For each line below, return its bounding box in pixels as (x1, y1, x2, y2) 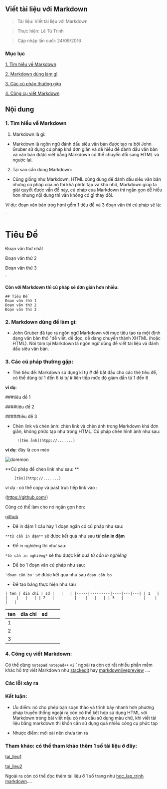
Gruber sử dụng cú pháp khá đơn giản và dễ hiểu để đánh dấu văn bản (12, 146, 158, 152)
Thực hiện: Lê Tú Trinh (17, 28, 64, 34)
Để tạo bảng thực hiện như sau (12, 581, 76, 587)
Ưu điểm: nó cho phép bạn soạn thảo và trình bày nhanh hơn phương (12, 704, 155, 710)
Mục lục (5, 50, 25, 57)
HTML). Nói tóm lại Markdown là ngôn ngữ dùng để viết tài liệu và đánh (12, 341, 159, 347)
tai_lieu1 (5, 754, 21, 760)
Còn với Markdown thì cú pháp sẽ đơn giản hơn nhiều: (5, 284, 119, 290)
